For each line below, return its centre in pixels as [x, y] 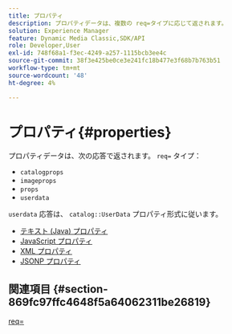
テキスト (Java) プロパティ [64, 231]
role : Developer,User [45, 46]
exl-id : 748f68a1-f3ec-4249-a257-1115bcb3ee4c [88, 53]
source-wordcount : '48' [48, 75]
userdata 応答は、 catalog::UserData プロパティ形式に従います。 [116, 214]
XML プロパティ [46, 251]
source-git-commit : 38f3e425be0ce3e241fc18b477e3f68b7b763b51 [114, 61]
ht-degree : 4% [32, 83]
